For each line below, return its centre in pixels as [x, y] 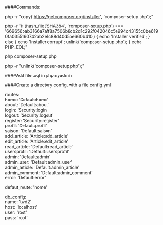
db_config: [16, 197]
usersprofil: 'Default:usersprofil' [37, 152]
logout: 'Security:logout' [29, 115]
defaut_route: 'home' [26, 187]
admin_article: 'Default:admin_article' [42, 167]
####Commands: [23, 7]
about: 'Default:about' [27, 105]
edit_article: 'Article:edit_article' [37, 141]
